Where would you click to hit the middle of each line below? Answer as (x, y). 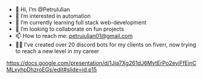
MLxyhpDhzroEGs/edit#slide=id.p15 (52, 70)
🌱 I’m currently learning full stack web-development (81, 22)
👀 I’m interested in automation (53, 16)
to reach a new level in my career (57, 51)
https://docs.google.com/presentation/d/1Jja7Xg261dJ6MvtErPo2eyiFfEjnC (101, 63)
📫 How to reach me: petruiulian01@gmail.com (74, 36)
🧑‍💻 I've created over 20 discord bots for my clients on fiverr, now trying (105, 45)
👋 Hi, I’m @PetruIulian (43, 9)
